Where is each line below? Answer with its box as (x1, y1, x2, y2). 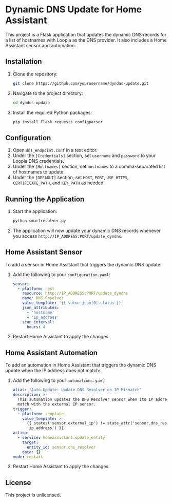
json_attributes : (22, 305, 59, 311)
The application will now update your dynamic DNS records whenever (12, 227, 161, 234)
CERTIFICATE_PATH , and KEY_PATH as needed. (12, 180, 105, 186)
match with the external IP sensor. (17, 401, 96, 407)
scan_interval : (22, 319, 55, 324)
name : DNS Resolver (22, 296, 64, 301)
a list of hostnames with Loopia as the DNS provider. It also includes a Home (5, 37, 167, 43)
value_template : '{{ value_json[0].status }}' (22, 300, 124, 306)
